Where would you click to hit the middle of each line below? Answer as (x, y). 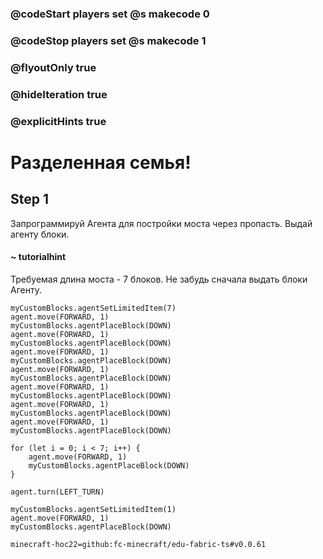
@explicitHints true (58, 121)
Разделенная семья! (101, 162)
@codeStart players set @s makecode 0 (110, 14)
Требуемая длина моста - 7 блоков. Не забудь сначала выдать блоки (159, 279)
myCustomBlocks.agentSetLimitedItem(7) (93, 308)
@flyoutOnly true (53, 67)
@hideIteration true (59, 94)
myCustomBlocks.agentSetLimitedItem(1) (93, 509)
